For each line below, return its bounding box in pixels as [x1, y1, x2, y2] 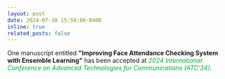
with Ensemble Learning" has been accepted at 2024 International [7, 57, 203, 65]
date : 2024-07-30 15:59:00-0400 [7, 17, 102, 24]
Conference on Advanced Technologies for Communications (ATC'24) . [7, 64, 212, 72]
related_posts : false [7, 29, 71, 37]
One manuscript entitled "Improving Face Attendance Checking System [7, 49, 219, 57]
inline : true [7, 23, 46, 30]
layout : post [7, 10, 46, 17]
